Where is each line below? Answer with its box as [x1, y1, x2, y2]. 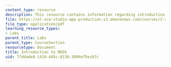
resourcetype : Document [5, 45, 56, 50]
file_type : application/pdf [5, 21, 65, 27]
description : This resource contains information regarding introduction [5, 12, 165, 17]
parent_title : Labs [5, 36, 47, 41]
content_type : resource [5, 7, 56, 13]
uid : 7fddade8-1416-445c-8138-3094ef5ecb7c [5, 54, 99, 59]
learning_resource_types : [5, 26, 60, 31]
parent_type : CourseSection [5, 40, 65, 45]
